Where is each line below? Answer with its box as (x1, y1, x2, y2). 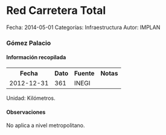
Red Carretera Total (6, 4, 106, 18)
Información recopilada (6, 54, 66, 61)
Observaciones (6, 108, 46, 116)
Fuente (74, 69, 95, 77)
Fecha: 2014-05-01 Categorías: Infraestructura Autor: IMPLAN (6, 24, 161, 31)
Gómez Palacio (6, 39, 51, 47)
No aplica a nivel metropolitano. (6, 122, 85, 129)
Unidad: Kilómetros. (6, 94, 56, 102)
